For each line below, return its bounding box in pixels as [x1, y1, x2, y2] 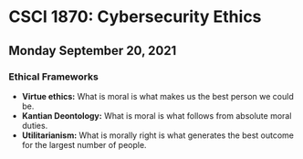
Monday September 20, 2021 [8, 43, 177, 58]
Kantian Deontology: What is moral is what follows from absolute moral [21, 110, 292, 121]
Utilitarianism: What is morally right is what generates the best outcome [21, 130, 294, 141]
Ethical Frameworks [8, 70, 99, 83]
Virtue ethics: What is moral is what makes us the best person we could [21, 90, 294, 101]
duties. [21, 120, 48, 131]
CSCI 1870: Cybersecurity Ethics [8, 6, 262, 27]
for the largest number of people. [21, 139, 147, 150]
